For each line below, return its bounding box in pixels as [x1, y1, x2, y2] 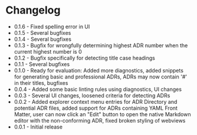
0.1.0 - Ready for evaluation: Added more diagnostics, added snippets [14, 67, 184, 74]
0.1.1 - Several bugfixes [14, 60, 70, 68]
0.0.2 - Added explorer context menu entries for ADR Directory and [14, 98, 178, 105]
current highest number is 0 [14, 48, 82, 55]
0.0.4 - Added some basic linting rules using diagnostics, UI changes [14, 85, 182, 93]
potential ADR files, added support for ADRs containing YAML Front [14, 104, 178, 111]
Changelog [5, 4, 61, 17]
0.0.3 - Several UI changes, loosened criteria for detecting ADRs [14, 92, 170, 99]
